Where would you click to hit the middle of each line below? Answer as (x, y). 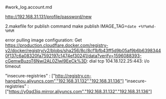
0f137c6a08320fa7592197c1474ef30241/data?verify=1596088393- (74, 56)
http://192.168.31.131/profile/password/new (48, 16)
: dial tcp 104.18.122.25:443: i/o (118, 61)
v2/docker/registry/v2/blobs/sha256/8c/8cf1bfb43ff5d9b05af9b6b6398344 (83, 50)
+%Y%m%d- (147, 27)
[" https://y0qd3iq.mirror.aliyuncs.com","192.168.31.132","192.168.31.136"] (79, 91)
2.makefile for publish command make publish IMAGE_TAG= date (71, 26)
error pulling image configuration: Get (44, 40)
